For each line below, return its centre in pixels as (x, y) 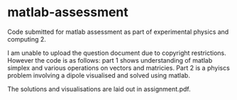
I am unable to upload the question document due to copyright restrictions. (117, 53)
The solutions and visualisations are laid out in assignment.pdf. (99, 89)
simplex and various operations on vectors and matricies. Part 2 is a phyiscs (119, 68)
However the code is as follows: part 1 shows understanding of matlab (110, 60)
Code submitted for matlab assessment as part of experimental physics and (118, 32)
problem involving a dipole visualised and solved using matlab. (99, 75)
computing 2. (27, 39)
